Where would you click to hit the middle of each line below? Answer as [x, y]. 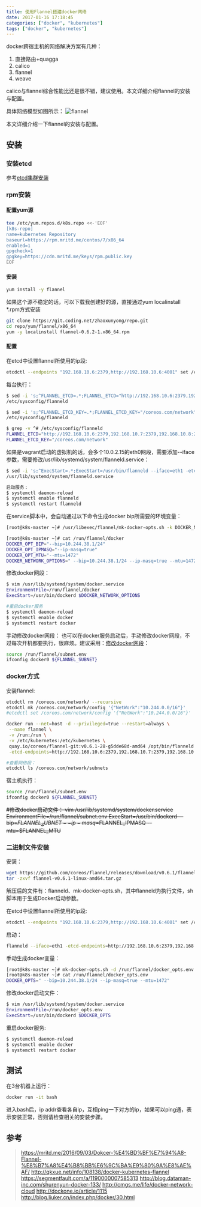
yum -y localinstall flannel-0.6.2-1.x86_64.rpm [68, 332]
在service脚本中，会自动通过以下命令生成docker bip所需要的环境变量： [94, 516]
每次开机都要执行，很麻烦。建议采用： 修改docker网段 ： [80, 643]
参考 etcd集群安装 [28, 177]
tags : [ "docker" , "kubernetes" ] [46, 29]
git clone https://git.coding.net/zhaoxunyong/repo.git [77, 321]
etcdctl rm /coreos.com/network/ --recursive [64, 702]
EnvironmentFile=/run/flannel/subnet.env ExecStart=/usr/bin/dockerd [92, 817]
